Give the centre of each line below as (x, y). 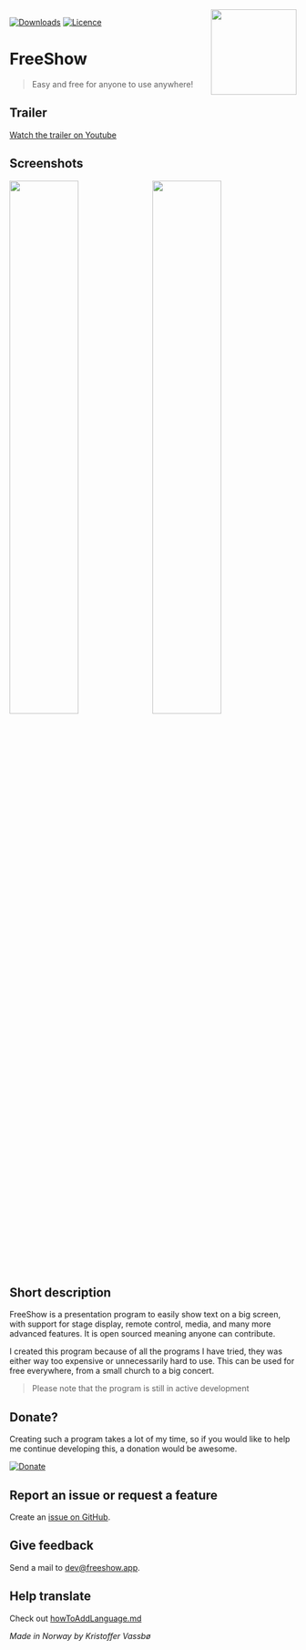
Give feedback (51, 1546)
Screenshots (46, 164)
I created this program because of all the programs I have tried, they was (146, 1351)
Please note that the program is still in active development (140, 1389)
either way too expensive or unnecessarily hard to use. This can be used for (152, 1361)
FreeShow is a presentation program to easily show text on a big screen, (145, 1315)
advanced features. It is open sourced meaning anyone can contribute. (143, 1334)
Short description (61, 1292)
